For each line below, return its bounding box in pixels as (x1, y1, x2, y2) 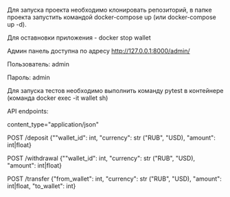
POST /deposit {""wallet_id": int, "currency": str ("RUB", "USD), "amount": (7, 133, 216, 142)
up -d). (7, 21, 27, 28)
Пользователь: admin (7, 60, 70, 68)
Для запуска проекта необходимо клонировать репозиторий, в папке (7, 6, 212, 14)
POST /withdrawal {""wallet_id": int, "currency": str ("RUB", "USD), (7, 154, 196, 162)
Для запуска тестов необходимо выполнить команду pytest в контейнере (7, 87, 224, 94)
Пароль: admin (7, 73, 50, 81)
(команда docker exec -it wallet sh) (7, 94, 108, 102)
